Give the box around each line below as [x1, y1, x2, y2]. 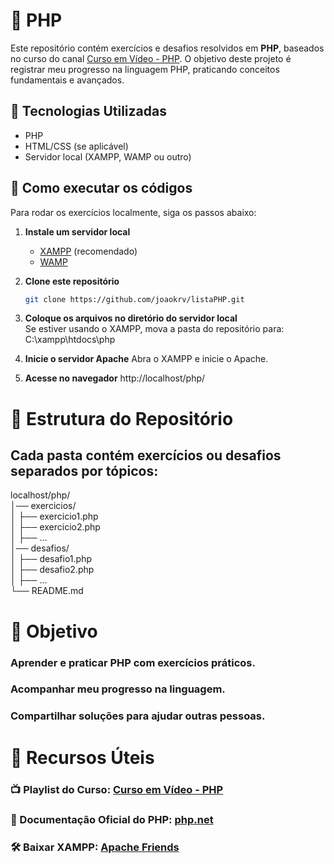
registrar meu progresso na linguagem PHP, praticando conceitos [10, 63, 280, 75]
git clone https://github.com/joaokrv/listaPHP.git [24, 294, 245, 304]
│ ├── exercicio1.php [10, 510, 99, 523]
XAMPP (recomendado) [39, 245, 138, 257]
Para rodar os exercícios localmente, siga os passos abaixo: [10, 206, 257, 218]
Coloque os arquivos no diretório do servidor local [24, 312, 238, 324]
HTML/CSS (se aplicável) [24, 140, 129, 152]
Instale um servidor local [24, 225, 131, 238]
